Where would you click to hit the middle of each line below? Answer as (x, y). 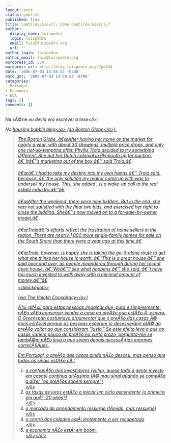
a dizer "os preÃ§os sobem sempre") (64, 381)
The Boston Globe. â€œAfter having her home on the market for (85, 139)
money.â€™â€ (33, 280)
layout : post (19, 10)
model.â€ (28, 218)
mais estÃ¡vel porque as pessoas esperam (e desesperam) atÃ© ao (89, 324)
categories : (18, 81)
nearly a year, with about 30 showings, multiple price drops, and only (91, 145)
